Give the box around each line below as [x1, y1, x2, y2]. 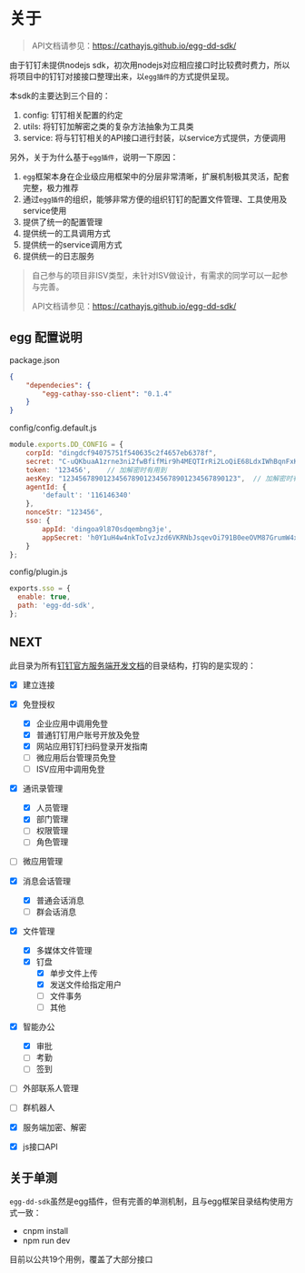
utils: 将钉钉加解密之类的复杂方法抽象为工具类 [22, 120, 194, 132]
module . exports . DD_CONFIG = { [9, 440, 124, 450]
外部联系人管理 [22, 1083, 79, 1094]
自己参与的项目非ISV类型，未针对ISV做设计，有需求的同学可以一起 [31, 269, 280, 280]
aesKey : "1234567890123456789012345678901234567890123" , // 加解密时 [25, 474, 293, 483]
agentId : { [25, 482, 67, 491]
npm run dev [22, 1235, 71, 1247]
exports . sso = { [9, 584, 71, 593]
